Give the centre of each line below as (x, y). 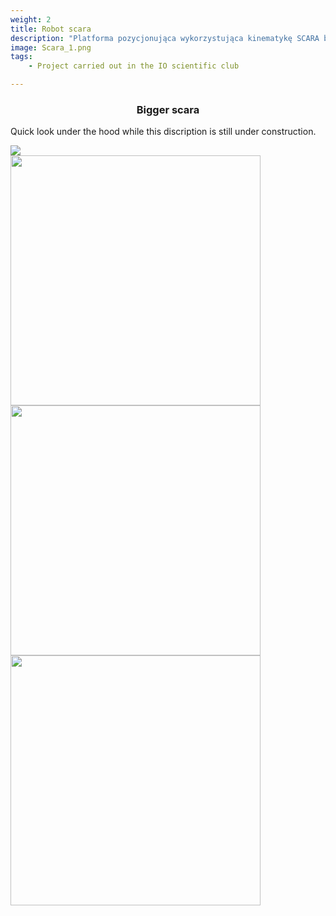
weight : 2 (31, 19)
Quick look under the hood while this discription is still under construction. (163, 132)
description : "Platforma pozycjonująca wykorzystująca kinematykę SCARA (165, 38)
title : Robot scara (51, 29)
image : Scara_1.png (51, 47)
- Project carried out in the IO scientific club (134, 66)
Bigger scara (168, 109)
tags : (21, 57)
